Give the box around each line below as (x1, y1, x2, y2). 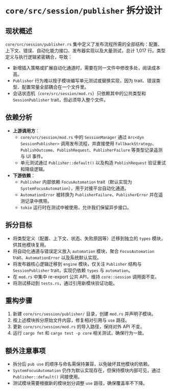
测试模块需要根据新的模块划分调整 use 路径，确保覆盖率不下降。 (12, 380, 148, 386)
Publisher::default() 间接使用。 (12, 374, 83, 380)
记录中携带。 (25, 198, 52, 204)
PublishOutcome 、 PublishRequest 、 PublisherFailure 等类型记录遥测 (20, 147, 163, 153)
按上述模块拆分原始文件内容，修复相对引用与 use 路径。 (12, 317, 130, 324)
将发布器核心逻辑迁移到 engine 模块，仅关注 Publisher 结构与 (12, 261, 142, 267)
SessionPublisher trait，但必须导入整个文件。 (12, 97, 108, 103)
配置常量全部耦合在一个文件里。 (21, 84, 89, 90)
